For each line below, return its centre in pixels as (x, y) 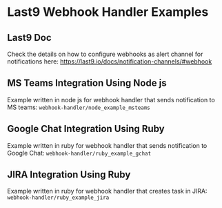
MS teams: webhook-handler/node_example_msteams (79, 107)
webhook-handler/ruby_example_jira (58, 198)
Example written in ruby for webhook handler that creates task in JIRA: (107, 191)
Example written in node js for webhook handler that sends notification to (111, 100)
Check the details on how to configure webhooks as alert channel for (105, 54)
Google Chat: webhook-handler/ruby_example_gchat (79, 153)
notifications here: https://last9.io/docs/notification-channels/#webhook (110, 62)
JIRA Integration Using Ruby (69, 174)
